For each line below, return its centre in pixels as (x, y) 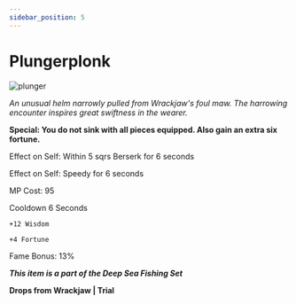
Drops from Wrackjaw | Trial (62, 290)
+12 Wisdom (29, 224)
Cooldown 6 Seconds (49, 207)
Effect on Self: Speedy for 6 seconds (77, 173)
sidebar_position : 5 (47, 17)
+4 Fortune (29, 239)
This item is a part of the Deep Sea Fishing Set (96, 273)
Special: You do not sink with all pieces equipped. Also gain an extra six (143, 129)
